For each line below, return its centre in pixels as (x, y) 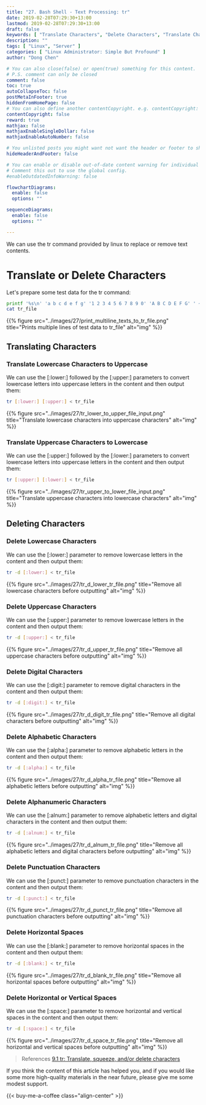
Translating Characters (51, 347)
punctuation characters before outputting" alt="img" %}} (78, 916)
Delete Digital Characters (44, 672)
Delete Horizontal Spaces (45, 932)
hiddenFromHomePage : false (41, 103)
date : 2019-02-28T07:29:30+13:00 (49, 18)
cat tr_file (21, 309)
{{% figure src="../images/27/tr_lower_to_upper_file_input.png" (86, 413)
